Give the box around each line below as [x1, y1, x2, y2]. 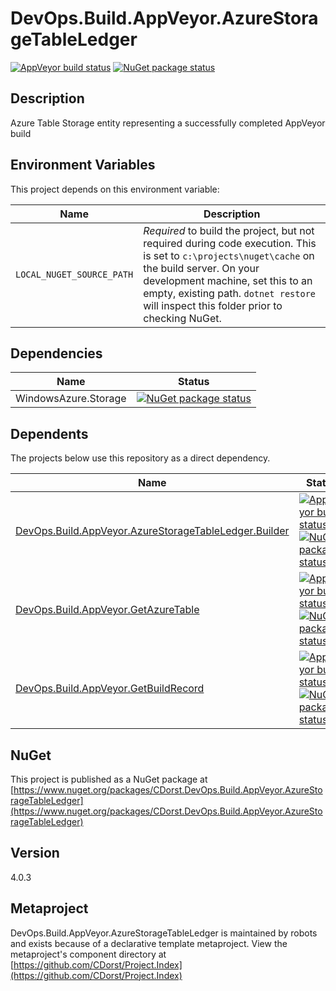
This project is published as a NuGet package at [10, 773, 208, 785]
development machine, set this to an [143, 273, 313, 287]
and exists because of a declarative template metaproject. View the [10, 937, 288, 949]
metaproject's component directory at [10, 948, 167, 960]
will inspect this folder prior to [143, 298, 283, 312]
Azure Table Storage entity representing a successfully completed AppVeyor [10, 117, 326, 129]
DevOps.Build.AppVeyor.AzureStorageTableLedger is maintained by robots [10, 927, 318, 939]
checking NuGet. [143, 311, 222, 325]
